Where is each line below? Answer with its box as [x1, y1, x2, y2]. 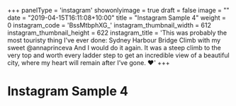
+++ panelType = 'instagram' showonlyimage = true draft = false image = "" [7, 6, 230, 14]
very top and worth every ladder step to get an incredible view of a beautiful [7, 51, 230, 59]
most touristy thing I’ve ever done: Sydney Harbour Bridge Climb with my [7, 36, 221, 45]
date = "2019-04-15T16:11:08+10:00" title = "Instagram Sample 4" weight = [7, 13, 227, 22]
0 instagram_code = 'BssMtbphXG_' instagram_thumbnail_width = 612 [7, 21, 211, 29]
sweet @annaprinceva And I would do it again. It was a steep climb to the [7, 44, 221, 52]
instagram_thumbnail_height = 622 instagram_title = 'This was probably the [7, 28, 227, 37]
